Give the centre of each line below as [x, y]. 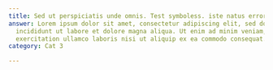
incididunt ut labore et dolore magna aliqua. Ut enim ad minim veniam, [141, 31]
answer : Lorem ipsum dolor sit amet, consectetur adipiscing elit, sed [132, 24]
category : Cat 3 [36, 46]
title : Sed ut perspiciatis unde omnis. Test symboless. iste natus [127, 16]
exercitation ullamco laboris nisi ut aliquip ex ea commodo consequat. [141, 39]
